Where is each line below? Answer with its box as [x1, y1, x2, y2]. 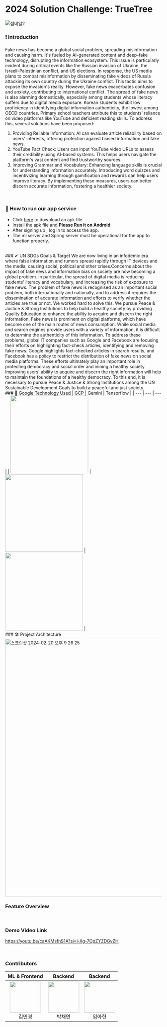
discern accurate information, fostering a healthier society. [12, 183, 133, 189]
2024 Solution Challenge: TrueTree [5, 3, 153, 15]
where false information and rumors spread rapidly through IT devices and [5, 257, 158, 264]
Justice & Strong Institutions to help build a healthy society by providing [5, 305, 153, 311]
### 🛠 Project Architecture [5, 631, 61, 637]
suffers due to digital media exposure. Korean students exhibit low [5, 99, 141, 105]
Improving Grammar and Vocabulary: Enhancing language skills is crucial [12, 162, 162, 168]
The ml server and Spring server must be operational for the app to [12, 232, 150, 238]
